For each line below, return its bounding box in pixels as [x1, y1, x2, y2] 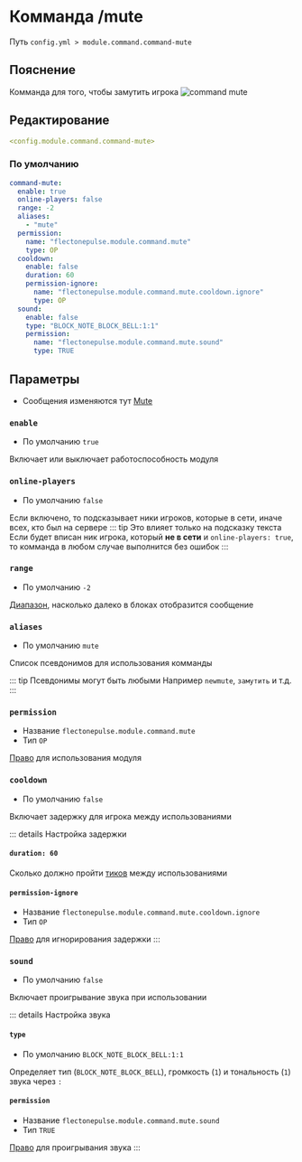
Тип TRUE [22, 1124, 56, 1135]
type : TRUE [32, 346, 75, 356]
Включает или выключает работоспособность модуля [9, 454, 219, 464]
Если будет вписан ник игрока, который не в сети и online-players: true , [9, 531, 294, 542]
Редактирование [9, 113, 110, 128]
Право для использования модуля [9, 753, 142, 764]
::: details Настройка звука [9, 1009, 111, 1020]
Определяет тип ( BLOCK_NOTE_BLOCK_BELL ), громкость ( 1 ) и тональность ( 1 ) [9, 1066, 291, 1077]
